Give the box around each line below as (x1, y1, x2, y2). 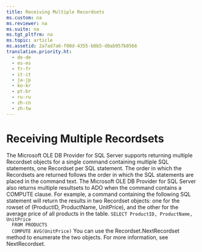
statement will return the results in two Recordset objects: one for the (6, 197, 180, 204)
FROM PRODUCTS (12, 222, 47, 228)
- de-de (12, 54, 32, 60)
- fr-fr (12, 65, 32, 72)
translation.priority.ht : (6, 49, 72, 55)
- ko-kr (12, 83, 32, 89)
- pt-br (12, 88, 32, 95)
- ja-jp (12, 77, 32, 83)
